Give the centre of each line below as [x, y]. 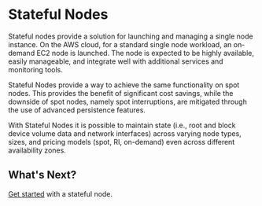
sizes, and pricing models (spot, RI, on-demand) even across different [122, 142]
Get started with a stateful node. [60, 193]
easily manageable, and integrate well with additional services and [116, 61]
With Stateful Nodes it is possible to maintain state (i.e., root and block [122, 125]
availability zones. [37, 150]
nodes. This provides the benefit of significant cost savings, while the [121, 93]
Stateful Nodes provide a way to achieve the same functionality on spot [124, 85]
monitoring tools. [35, 69]
